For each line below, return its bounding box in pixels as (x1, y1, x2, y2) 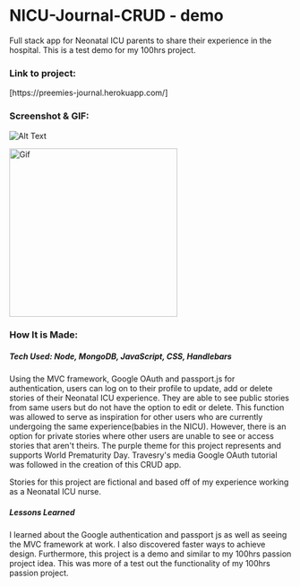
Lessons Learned (9, 507, 75, 518)
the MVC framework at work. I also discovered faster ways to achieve (9, 539, 266, 550)
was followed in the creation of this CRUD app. (9, 460, 182, 470)
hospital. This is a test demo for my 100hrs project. (9, 44, 196, 55)
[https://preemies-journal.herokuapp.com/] (9, 87, 168, 99)
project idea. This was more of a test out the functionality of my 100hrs (9, 558, 270, 569)
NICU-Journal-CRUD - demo (9, 5, 224, 26)
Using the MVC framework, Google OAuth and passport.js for (9, 373, 236, 384)
